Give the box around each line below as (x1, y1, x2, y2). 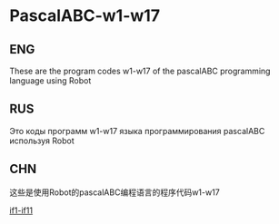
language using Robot (9, 75, 92, 86)
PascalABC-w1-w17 (9, 5, 161, 26)
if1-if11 (9, 205, 34, 216)
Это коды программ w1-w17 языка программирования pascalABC (9, 125, 265, 136)
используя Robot (9, 135, 75, 146)
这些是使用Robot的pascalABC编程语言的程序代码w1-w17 (9, 187, 220, 198)
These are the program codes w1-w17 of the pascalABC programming (9, 65, 271, 76)
